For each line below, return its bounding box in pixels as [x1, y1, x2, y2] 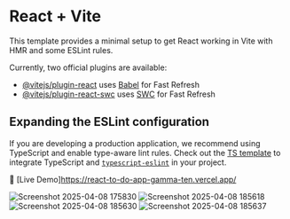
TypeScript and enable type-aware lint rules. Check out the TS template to [9, 147, 281, 158]
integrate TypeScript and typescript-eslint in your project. [9, 157, 227, 168]
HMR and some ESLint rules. [9, 44, 114, 55]
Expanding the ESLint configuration [9, 114, 210, 129]
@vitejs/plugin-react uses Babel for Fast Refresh [21, 79, 200, 90]
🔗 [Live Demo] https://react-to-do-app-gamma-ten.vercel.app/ [9, 174, 237, 184]
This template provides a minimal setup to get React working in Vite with [9, 35, 273, 46]
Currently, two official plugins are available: [9, 62, 168, 73]
